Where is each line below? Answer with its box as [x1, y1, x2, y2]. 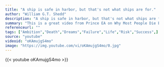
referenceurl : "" [5, 25, 41, 30]
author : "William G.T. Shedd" [5, 12, 67, 17]
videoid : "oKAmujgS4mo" [5, 39, 54, 44]
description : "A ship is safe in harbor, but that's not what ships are [5, 16, 156, 21]
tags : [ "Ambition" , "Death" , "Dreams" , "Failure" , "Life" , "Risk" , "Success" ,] [5, 30, 159, 34]
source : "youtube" [5, 34, 42, 39]
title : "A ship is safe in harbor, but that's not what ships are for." [5, 7, 156, 12]
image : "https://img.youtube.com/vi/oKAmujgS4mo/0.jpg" [5, 43, 121, 48]
